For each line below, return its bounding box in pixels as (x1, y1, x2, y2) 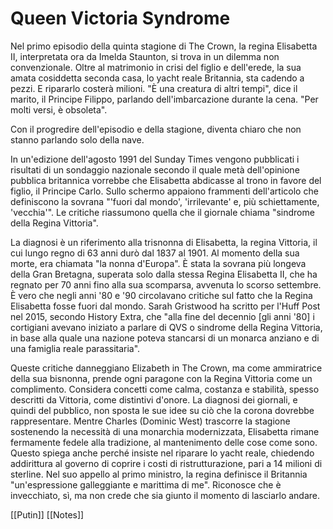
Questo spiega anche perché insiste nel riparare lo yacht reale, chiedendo (10, 447, 315, 459)
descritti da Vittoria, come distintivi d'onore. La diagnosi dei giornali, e (10, 393, 298, 406)
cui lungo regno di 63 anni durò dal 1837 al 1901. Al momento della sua (10, 247, 300, 259)
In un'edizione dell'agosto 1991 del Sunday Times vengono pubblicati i (10, 153, 300, 165)
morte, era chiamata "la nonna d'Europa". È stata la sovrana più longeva (10, 257, 307, 269)
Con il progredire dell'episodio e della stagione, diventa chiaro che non (10, 123, 302, 135)
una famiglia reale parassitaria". (10, 342, 141, 354)
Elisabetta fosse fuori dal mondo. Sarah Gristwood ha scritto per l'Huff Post (10, 300, 321, 312)
